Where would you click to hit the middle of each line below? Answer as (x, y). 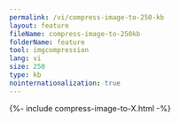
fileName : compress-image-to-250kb (75, 34)
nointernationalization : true (65, 83)
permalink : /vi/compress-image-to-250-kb (87, 17)
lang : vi (25, 58)
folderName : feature (47, 42)
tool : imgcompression (49, 50)
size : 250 (27, 67)
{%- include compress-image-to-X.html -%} (90, 108)
